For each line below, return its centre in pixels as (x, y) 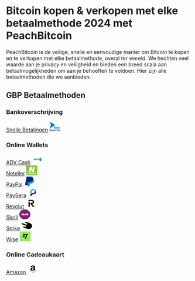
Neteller (16, 173)
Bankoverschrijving (35, 112)
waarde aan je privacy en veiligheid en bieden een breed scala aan (87, 64)
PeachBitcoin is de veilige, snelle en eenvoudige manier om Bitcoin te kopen (98, 52)
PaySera (16, 195)
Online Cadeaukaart (35, 255)
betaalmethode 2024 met (69, 23)
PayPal (14, 184)
